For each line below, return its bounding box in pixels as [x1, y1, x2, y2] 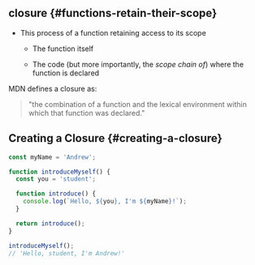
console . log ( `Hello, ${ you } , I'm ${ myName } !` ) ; [23, 198, 187, 206]
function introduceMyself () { [8, 168, 111, 176]
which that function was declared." [28, 108, 145, 118]
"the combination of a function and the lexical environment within [28, 99, 248, 109]
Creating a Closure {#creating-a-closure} [8, 131, 223, 145]
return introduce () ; [15, 219, 85, 228]
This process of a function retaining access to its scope [19, 28, 207, 37]
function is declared [32, 68, 100, 78]
